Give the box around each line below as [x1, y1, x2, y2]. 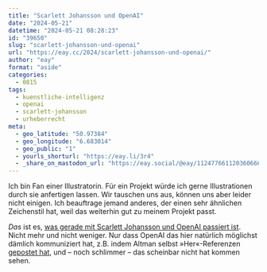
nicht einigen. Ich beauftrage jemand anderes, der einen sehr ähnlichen [8, 198, 242, 208]
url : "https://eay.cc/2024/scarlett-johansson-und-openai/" [8, 49, 212, 56]
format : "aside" [8, 64, 62, 72]
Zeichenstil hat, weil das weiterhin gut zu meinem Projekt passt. [8, 207, 217, 216]
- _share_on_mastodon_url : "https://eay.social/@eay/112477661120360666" [15, 160, 265, 168]
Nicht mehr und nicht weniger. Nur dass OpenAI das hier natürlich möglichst [8, 231, 258, 240]
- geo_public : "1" [15, 145, 77, 153]
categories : [8, 71, 48, 79]
